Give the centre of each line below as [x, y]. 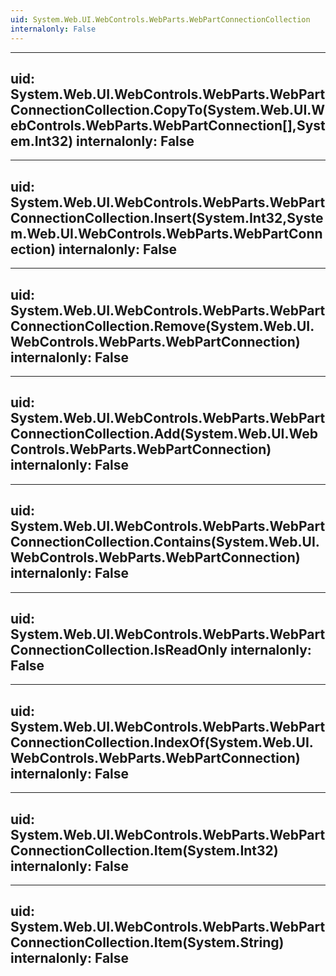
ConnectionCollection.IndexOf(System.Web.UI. [162, 742]
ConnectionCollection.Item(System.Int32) [144, 850]
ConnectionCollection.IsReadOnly [119, 649]
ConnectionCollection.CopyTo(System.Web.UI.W [168, 109]
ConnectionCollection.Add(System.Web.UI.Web [164, 434]
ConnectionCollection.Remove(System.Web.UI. [162, 326]
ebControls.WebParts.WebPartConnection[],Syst [168, 125]
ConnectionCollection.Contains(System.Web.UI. [165, 542]
